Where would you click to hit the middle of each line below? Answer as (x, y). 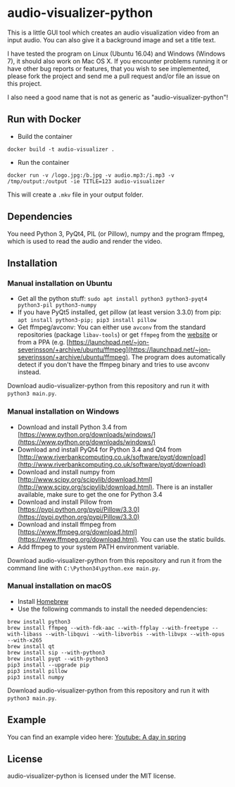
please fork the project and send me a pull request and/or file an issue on (114, 76)
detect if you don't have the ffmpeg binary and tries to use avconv (113, 365)
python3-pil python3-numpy (57, 305)
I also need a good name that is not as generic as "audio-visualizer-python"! (118, 97)
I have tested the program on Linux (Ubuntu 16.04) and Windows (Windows (116, 54)
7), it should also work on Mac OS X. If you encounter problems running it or (118, 61)
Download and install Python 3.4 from (72, 427)
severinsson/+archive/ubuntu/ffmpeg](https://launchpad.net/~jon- (114, 349)
